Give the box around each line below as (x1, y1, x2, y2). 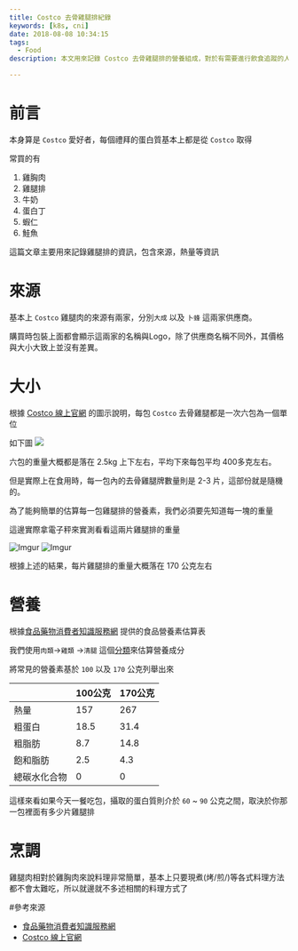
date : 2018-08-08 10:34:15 (9, 29, 109, 38)
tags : (9, 37, 29, 47)
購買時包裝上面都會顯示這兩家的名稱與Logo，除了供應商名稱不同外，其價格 (9, 331, 285, 341)
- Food (17, 46, 42, 55)
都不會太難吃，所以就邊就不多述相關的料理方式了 (9, 883, 188, 893)
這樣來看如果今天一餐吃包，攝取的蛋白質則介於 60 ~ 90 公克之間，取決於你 (9, 795, 280, 805)
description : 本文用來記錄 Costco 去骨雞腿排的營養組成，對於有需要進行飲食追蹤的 (9, 54, 285, 63)
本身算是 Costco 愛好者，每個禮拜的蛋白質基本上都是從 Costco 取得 (9, 134, 253, 145)
